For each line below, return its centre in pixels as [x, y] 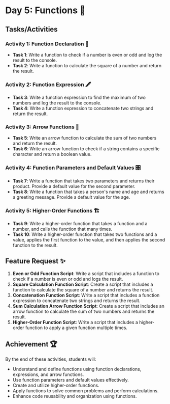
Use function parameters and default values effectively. [71, 380]
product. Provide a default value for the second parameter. [74, 186]
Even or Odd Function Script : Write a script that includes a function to [86, 273]
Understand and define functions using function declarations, [77, 369]
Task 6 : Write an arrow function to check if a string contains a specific [86, 149]
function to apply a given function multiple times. [76, 328]
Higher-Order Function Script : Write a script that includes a [75, 322]
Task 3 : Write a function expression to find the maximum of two [79, 98]
